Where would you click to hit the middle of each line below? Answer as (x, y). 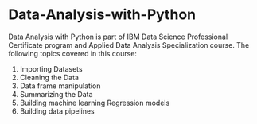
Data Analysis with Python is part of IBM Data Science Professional (118, 37)
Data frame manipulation (60, 86)
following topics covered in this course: (73, 53)
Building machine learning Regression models (95, 103)
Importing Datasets (51, 68)
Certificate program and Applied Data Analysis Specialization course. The (129, 45)
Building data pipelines (57, 111)
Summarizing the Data (56, 94)
